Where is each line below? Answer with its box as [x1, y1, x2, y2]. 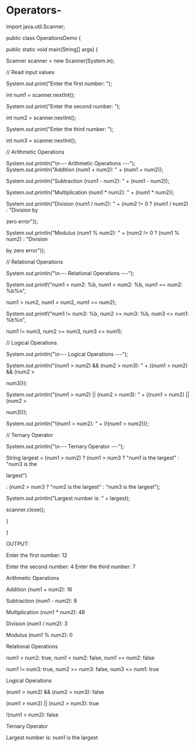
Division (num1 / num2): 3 [6, 620, 68, 627]
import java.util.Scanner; [6, 23, 66, 30]
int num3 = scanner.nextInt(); [6, 136, 76, 144]
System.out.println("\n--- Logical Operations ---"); [6, 351, 128, 358]
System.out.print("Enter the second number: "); [6, 102, 121, 109]
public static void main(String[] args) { [6, 45, 98, 53]
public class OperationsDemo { [6, 34, 81, 41]
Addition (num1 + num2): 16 [6, 586, 72, 593]
